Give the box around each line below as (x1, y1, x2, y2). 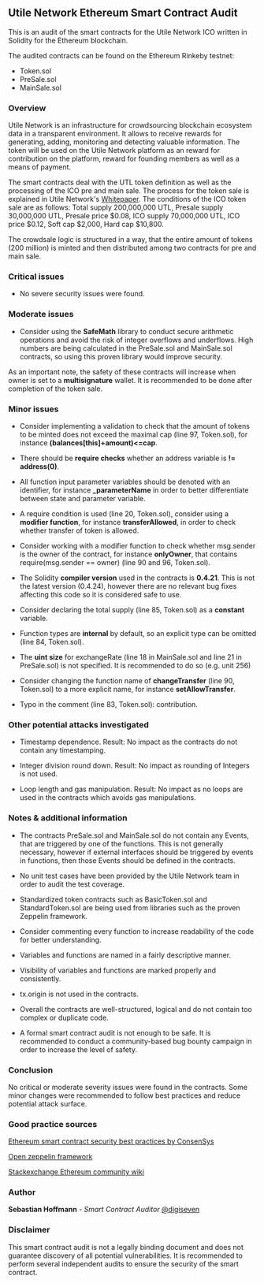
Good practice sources (8, 1118, 98, 1129)
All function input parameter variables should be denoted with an (19, 477, 231, 486)
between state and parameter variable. (19, 494, 146, 503)
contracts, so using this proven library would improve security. (19, 351, 223, 361)
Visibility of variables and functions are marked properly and (19, 965, 217, 975)
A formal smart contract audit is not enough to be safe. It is (19, 1028, 211, 1037)
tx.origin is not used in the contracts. (19, 989, 139, 999)
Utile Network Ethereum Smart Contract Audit (8, 6, 238, 20)
